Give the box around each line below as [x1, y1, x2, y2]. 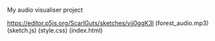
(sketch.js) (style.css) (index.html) [7, 27, 103, 34]
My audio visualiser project [7, 6, 83, 14]
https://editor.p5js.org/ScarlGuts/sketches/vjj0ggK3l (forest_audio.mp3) [7, 19, 210, 27]
